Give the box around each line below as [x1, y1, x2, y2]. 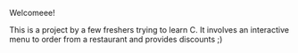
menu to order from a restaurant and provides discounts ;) [9, 34, 223, 44]
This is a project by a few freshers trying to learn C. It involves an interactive [9, 25, 290, 34]
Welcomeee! [9, 8, 55, 18]
